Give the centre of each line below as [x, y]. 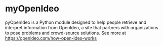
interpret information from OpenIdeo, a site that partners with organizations [82, 27]
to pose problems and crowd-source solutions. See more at [66, 33]
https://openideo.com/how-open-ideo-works [51, 38]
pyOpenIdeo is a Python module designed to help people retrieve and [76, 22]
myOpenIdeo [32, 9]
